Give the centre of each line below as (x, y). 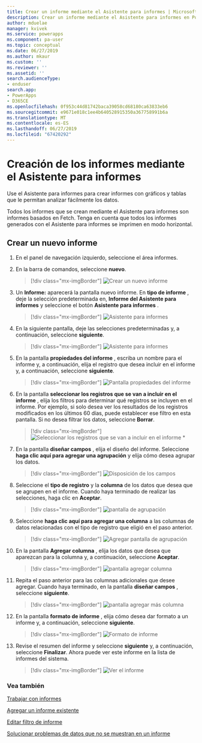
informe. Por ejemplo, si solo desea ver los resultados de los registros (102, 407)
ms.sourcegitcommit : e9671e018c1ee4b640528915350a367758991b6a (88, 112)
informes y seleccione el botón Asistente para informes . (87, 305)
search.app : (22, 90)
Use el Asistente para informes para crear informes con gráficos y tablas (97, 193)
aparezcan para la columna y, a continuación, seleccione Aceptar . (97, 557)
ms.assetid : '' (26, 73)
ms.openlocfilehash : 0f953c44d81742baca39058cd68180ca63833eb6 (88, 106)
